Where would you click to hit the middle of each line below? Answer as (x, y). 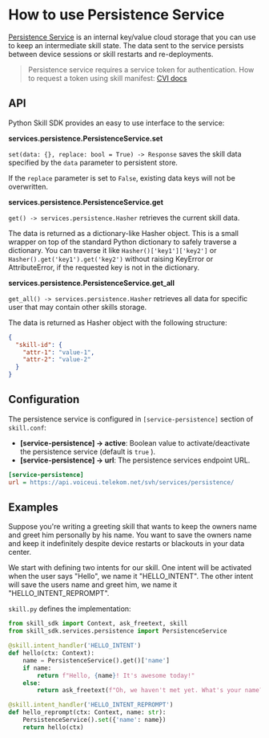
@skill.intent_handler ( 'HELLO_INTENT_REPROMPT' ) (91, 705)
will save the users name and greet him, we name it (93, 585)
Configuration (44, 400)
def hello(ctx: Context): (51, 653)
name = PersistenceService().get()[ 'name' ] (96, 660)
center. (20, 552)
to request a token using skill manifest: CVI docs (107, 78)
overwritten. (28, 186)
